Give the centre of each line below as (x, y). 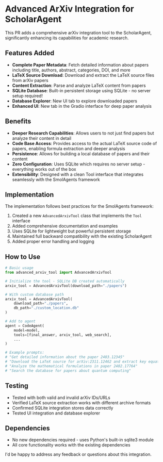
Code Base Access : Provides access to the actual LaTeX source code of (84, 143)
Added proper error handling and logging (53, 242)
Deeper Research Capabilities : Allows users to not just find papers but (83, 133)
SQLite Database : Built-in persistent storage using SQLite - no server (81, 90)
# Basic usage (19, 268)
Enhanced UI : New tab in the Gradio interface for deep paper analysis (82, 106)
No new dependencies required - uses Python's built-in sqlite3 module (83, 440)
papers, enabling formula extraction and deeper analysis (68, 148)
